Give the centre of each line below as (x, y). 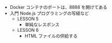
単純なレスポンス (42, 24)
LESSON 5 (28, 19)
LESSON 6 (28, 30)
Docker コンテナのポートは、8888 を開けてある (58, 7)
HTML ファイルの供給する (51, 36)
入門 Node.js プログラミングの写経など (49, 13)
